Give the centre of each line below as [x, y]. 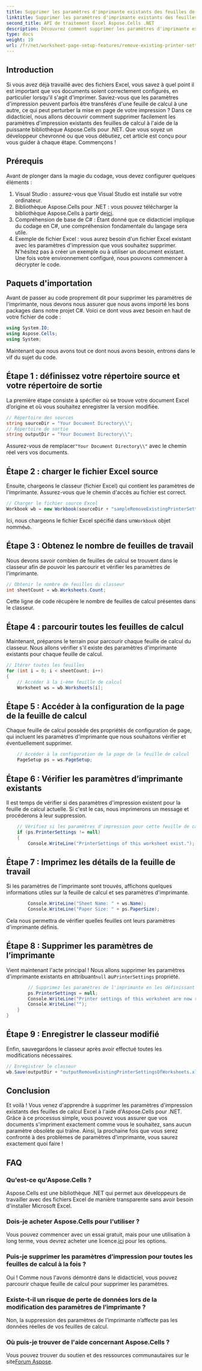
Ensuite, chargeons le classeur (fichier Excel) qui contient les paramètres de [101, 486]
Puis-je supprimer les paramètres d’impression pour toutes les [100, 1257]
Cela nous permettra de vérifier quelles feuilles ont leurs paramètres [91, 921]
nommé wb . [19, 527]
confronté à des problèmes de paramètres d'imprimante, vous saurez [92, 1137]
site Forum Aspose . [29, 1362]
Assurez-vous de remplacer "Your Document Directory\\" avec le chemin [96, 446]
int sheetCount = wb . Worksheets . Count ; [56, 590]
